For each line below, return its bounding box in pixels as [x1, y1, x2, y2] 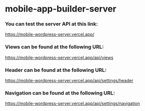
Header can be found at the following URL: [5, 67, 107, 73]
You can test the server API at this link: [5, 21, 98, 28]
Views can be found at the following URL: [5, 43, 104, 50]
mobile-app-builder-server [5, 3, 116, 14]
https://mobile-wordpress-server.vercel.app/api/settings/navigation [5, 100, 140, 107]
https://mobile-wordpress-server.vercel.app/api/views [5, 55, 113, 60]
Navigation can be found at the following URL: [5, 90, 115, 96]
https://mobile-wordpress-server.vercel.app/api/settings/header [5, 78, 133, 83]
